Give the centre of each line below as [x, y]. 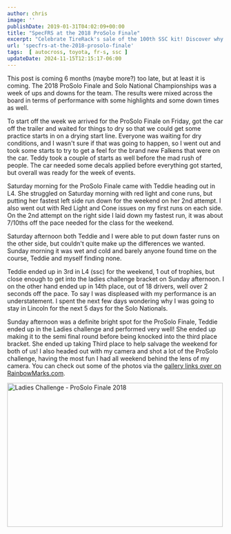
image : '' [21, 20]
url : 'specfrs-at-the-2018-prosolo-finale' [71, 46]
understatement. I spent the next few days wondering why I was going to [111, 301]
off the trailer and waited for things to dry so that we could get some [104, 128]
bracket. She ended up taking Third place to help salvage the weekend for [112, 344]
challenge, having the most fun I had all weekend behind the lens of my [108, 358]
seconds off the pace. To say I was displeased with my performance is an [112, 293]
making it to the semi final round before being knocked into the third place [112, 336]
